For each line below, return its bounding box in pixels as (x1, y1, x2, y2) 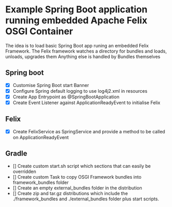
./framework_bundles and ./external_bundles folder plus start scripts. (12, 196, 159, 202)
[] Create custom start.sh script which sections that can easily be (12, 163, 151, 169)
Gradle (5, 149, 27, 158)
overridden (12, 168, 36, 175)
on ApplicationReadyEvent (12, 134, 69, 140)
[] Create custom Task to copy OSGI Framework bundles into (12, 174, 142, 180)
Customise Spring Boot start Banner (12, 82, 89, 88)
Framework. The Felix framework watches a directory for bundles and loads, (5, 48, 167, 54)
